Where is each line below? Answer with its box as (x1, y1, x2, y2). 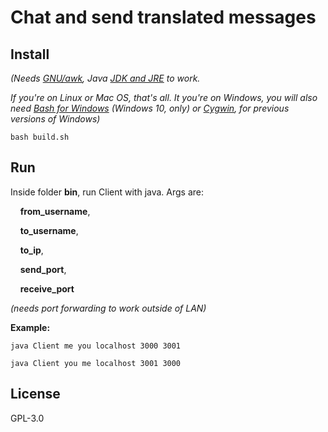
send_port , (19, 263, 67, 275)
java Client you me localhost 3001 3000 (10, 358, 182, 368)
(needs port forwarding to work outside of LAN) (10, 302, 207, 314)
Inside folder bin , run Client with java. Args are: (10, 186, 205, 198)
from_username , (19, 205, 91, 217)
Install (10, 46, 50, 63)
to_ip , (19, 244, 44, 256)
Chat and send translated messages (10, 6, 317, 29)
